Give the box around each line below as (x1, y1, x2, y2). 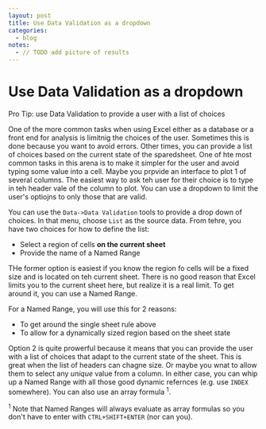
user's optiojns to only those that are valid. (8, 191, 148, 201)
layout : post (8, 11, 52, 20)
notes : (8, 41, 30, 49)
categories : (8, 26, 48, 34)
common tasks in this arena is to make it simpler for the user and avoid (8, 158, 240, 168)
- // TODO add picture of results (15, 48, 129, 56)
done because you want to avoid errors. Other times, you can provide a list (8, 141, 253, 151)
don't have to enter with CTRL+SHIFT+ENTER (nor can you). (8, 412, 193, 422)
